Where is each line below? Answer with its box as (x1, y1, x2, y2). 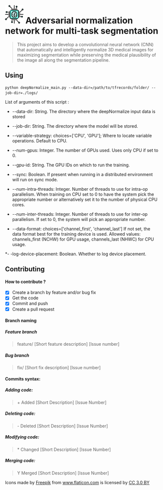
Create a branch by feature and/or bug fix (12, 290, 96, 295)
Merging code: (5, 458, 36, 464)
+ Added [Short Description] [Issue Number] (17, 399, 107, 405)
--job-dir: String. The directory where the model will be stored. (12, 123, 138, 129)
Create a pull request (12, 306, 55, 312)
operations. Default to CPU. (12, 137, 67, 144)
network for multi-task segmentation (5, 25, 159, 37)
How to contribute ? (5, 279, 46, 285)
